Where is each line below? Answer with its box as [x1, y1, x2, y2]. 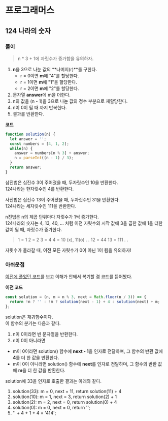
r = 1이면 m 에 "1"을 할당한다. [20, 79, 78, 85]
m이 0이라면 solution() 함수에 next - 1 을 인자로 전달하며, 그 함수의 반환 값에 [12, 348, 163, 354]
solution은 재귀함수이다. [5, 314, 53, 320]
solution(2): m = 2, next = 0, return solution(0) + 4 [12, 399, 117, 405]
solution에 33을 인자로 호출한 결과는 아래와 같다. [5, 378, 102, 384]
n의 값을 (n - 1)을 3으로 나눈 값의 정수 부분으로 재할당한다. [12, 98, 128, 104]
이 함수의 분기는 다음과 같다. [5, 320, 61, 326]
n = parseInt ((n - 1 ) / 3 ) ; [14, 156, 74, 161]
